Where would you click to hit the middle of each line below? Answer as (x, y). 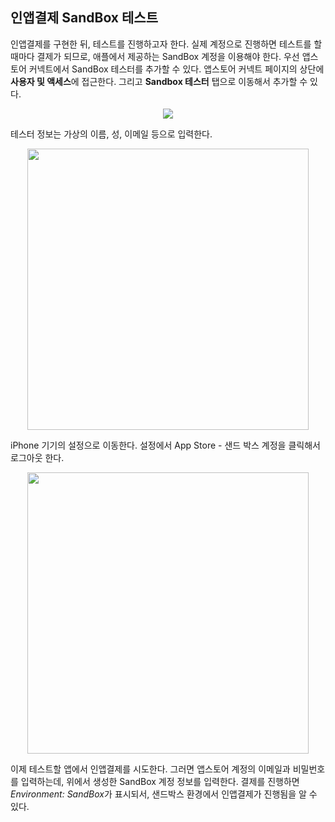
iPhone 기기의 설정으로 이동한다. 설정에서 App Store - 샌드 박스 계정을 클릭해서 (165, 445)
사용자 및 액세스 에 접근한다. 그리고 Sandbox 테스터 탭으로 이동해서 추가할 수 (159, 81)
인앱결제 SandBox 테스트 (84, 18)
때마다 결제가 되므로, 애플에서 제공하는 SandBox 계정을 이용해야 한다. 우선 (155, 56)
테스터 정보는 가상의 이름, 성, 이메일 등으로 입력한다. (111, 134)
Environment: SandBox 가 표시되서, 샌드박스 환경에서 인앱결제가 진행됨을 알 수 (164, 794)
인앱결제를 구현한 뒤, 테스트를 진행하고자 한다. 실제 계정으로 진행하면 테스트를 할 (166, 44)
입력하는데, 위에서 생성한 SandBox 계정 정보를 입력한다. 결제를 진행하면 (160, 781)
